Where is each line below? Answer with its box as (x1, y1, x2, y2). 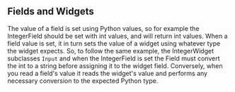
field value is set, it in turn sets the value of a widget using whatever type (7, 39, 221, 48)
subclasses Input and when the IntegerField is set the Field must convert (7, 54, 220, 63)
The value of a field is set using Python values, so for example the (7, 24, 200, 32)
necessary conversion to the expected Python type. (7, 77, 159, 85)
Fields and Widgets (7, 6, 94, 18)
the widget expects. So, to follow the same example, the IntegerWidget (7, 46, 214, 55)
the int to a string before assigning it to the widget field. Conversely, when (7, 61, 223, 70)
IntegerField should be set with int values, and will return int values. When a (7, 32, 228, 40)
